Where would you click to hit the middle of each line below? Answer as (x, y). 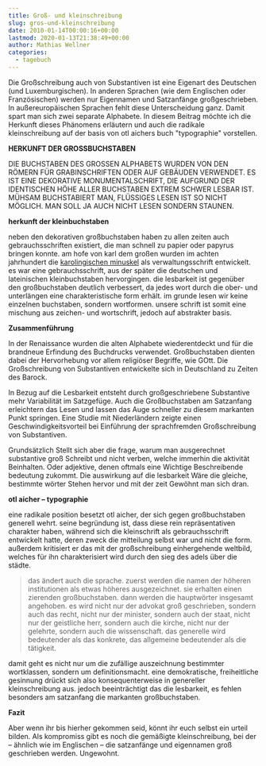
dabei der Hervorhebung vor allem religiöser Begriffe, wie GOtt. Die (118, 360)
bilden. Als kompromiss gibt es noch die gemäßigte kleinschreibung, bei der (132, 736)
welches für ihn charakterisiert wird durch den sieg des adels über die (123, 556)
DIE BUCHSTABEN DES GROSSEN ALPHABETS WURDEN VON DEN (118, 164)
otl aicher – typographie (48, 499)
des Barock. (28, 377)
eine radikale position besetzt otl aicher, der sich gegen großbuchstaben (127, 514)
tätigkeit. (42, 648)
